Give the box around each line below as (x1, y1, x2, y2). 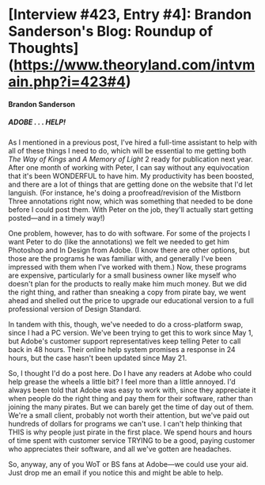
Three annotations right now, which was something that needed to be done (8, 196, 253, 206)
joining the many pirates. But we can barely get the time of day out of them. (8, 402, 255, 411)
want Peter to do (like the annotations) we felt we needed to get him (8, 237, 229, 246)
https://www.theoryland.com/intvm (13, 56, 256, 74)
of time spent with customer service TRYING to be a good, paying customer (8, 435, 256, 445)
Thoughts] (8, 40, 79, 57)
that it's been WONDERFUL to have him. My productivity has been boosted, (8, 171, 255, 180)
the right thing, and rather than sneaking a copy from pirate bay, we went (8, 287, 247, 297)
